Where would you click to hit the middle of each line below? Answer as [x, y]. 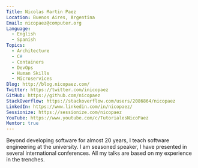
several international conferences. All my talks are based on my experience [99, 153]
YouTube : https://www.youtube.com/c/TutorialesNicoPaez [77, 118]
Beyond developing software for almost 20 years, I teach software [88, 140]
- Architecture [31, 51]
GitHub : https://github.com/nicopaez [53, 95]
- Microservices [32, 79]
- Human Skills [31, 73]
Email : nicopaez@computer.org [44, 23]
